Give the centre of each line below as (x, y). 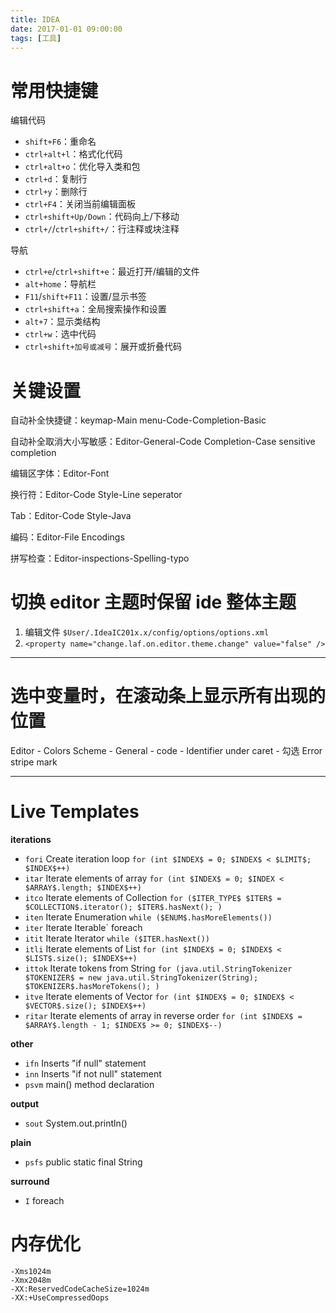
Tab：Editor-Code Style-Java (71, 516)
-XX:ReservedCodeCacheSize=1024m (80, 1289)
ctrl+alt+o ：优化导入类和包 (82, 167)
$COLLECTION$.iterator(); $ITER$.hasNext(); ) (123, 907)
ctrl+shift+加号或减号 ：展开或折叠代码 (103, 347)
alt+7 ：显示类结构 (62, 322)
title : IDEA (35, 19)
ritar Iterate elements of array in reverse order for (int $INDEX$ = (163, 1016)
